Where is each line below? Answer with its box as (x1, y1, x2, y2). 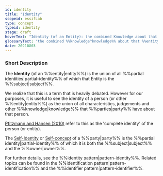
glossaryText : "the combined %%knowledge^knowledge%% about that (5, 39, 140, 44)
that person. (5, 111, 30, 117)
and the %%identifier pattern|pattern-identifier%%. (40, 165, 144, 171)
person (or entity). (5, 125, 41, 132)
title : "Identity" (5, 12, 42, 17)
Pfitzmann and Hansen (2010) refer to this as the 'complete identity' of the (5, 120, 154, 126)
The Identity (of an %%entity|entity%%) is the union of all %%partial (5, 70, 144, 76)
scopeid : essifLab (5, 16, 42, 21)
